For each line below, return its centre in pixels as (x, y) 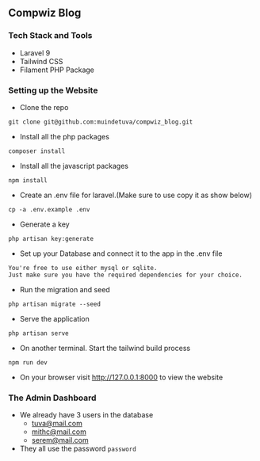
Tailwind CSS (41, 61)
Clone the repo (44, 107)
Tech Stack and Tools (50, 36)
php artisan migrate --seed (55, 304)
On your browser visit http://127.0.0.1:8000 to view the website (121, 377)
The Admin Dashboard (52, 398)
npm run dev (28, 362)
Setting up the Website (53, 90)
